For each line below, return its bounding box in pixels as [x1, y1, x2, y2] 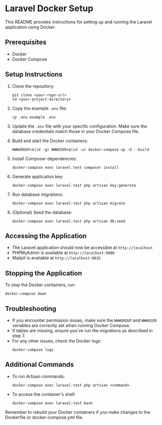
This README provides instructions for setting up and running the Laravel [5, 19, 152, 25]
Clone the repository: [12, 83, 55, 89]
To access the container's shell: [12, 391, 76, 397]
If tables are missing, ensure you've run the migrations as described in [12, 328, 153, 333]
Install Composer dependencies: [12, 156, 77, 162]
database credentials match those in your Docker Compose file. [12, 128, 140, 134]
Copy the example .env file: [12, 105, 67, 111]
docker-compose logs [12, 347, 54, 352]
